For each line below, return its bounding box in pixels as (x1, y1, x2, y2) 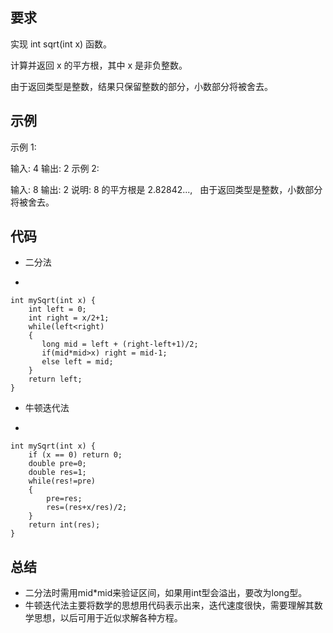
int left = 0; (28, 304, 87, 315)
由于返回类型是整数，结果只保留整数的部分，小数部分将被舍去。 (10, 80, 273, 92)
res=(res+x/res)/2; (46, 503, 128, 513)
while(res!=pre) (28, 476, 97, 487)
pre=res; (46, 494, 83, 504)
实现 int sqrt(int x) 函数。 (10, 38, 113, 50)
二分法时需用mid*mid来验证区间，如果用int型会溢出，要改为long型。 (24, 587, 308, 599)
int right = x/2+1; (28, 313, 110, 323)
